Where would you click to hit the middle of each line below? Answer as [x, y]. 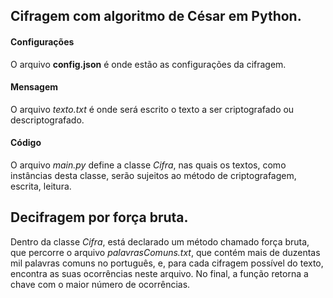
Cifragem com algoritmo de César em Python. [156, 16]
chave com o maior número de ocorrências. [100, 284]
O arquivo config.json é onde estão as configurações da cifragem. [148, 64]
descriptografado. [47, 120]
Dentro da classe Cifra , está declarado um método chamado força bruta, [160, 241]
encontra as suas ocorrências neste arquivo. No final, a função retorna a [159, 273]
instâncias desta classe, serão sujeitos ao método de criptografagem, [153, 175]
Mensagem [34, 87]
